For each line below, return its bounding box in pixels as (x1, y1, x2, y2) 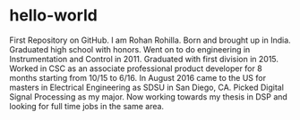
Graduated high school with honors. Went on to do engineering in (9, 44, 251, 54)
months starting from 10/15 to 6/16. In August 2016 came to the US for (9, 72, 267, 83)
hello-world (9, 5, 99, 26)
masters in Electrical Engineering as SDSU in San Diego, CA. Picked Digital (9, 82, 285, 92)
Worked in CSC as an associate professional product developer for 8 (9, 63, 262, 74)
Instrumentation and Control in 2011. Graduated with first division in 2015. (9, 53, 279, 64)
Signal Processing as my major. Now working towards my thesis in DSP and (9, 91, 288, 102)
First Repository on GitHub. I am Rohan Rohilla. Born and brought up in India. (9, 35, 291, 45)
